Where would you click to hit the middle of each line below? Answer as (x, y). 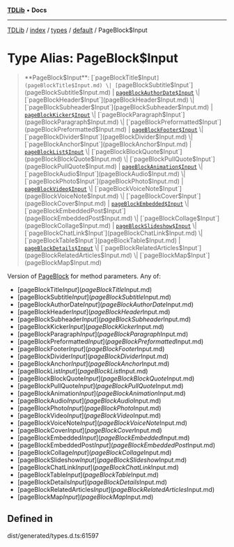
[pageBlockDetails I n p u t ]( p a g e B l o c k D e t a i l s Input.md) (92, 482)
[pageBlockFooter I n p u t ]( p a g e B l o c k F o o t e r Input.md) (91, 348)
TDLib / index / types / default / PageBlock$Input (77, 30)
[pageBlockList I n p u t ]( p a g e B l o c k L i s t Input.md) (83, 371)
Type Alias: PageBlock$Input (93, 58)
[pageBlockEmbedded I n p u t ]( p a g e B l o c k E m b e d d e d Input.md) (103, 438)
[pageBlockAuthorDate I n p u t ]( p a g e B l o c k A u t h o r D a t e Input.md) (105, 304)
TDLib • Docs (27, 10)
